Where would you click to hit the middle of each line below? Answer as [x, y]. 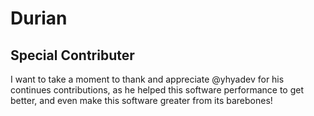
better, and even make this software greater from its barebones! [141, 100]
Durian [39, 18]
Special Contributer [72, 55]
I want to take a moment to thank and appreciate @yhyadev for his [147, 79]
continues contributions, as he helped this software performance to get [157, 90]
